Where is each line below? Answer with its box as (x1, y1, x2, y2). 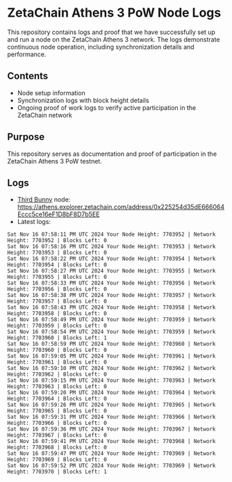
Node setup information (17, 88, 85, 97)
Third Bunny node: (17, 195, 71, 204)
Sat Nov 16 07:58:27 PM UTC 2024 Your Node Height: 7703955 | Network (7, 268, 216, 275)
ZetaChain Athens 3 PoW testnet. (7, 156, 102, 165)
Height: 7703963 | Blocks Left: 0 (7, 383, 108, 390)
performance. (7, 50, 47, 58)
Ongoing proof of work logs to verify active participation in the (17, 103, 197, 112)
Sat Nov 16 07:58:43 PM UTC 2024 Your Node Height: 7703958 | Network (7, 304, 216, 311)
